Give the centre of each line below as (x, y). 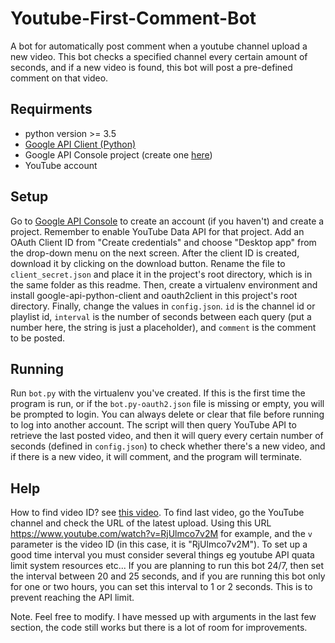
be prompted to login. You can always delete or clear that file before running (167, 414)
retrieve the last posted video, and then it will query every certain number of (167, 436)
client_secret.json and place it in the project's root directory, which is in (161, 274)
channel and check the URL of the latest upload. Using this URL (141, 523)
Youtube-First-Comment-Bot (133, 18)
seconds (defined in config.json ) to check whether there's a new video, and (168, 446)
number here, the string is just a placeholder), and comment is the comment (163, 327)
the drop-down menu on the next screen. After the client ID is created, (155, 253)
